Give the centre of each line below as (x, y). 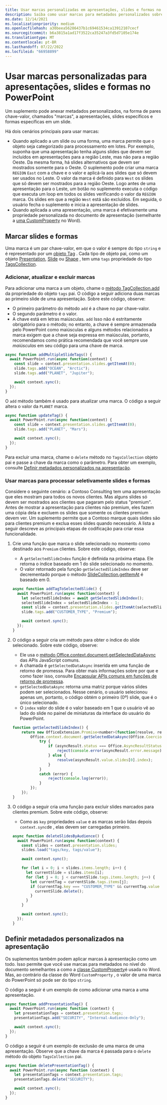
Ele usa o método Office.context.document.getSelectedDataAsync (88, 655)
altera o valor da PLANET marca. (37, 406)
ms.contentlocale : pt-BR (31, 42)
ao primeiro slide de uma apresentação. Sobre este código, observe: (75, 299)
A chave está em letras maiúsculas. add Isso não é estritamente (77, 319)
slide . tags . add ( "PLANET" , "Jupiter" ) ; (54, 373)
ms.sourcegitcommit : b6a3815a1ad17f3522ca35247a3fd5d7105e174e (72, 33)
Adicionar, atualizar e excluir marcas (50, 277)
